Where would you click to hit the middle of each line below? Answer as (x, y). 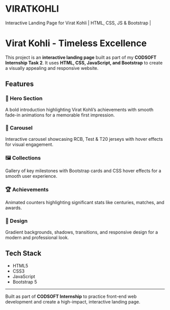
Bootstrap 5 (25, 282)
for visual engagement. (29, 144)
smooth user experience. (31, 176)
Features (19, 84)
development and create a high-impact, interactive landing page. (73, 301)
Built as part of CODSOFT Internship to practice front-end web (71, 296)
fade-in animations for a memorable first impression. (60, 115)
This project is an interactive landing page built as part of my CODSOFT (81, 57)
